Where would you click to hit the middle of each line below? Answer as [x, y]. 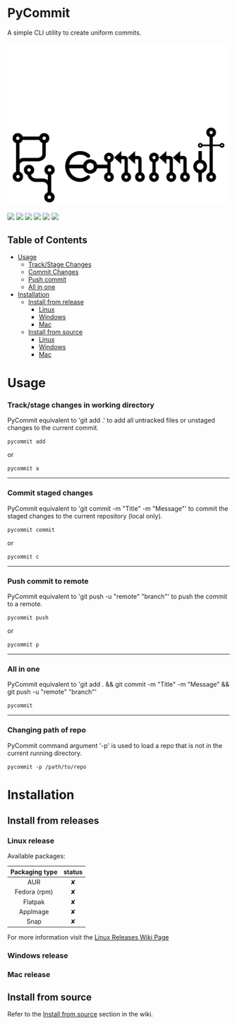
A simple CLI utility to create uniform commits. [74, 32]
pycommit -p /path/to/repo [47, 767]
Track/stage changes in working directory [81, 405]
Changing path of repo [47, 730]
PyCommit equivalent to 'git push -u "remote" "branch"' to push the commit [117, 597]
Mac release [29, 974]
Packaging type [34, 872]
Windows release [38, 955]
